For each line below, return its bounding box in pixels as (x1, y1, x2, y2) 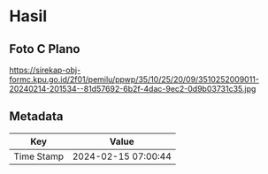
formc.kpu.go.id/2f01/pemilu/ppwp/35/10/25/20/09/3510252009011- (9, 74, 259, 85)
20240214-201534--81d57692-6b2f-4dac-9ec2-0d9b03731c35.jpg (9, 84, 257, 94)
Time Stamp (13, 150, 65, 163)
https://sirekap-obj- (9, 64, 81, 75)
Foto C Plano (9, 42, 80, 57)
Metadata (9, 109, 64, 125)
